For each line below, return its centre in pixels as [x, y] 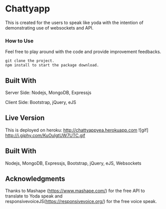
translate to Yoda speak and [34, 196]
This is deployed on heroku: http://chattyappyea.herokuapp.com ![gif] [77, 130]
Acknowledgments [35, 179]
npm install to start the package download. [52, 65]
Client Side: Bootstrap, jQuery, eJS [41, 102]
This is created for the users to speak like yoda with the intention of [74, 22]
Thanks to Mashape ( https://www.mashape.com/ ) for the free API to [75, 191]
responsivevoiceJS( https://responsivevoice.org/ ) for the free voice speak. [81, 201]
